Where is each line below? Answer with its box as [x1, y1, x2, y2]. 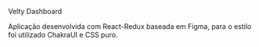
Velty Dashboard [8, 7, 63, 16]
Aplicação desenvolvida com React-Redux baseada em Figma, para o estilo [8, 22, 252, 31]
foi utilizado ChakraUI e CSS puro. [8, 31, 118, 39]
